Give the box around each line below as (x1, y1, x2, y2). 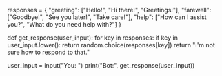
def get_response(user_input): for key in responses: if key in (7, 34, 178, 42)
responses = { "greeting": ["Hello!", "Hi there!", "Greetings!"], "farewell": (7, 6, 212, 14)
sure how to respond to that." (7, 48, 90, 56)
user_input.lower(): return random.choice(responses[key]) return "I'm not (7, 41, 216, 49)
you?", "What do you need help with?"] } (7, 21, 122, 28)
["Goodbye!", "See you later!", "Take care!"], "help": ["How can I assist (7, 13, 207, 21)
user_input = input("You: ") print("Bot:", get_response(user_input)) (7, 62, 195, 69)
